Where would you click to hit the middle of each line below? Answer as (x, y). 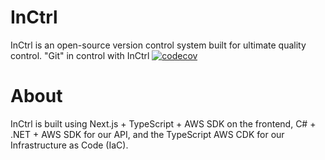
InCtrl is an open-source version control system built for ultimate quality (158, 45)
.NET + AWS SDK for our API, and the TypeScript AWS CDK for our (147, 134)
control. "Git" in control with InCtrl (80, 55)
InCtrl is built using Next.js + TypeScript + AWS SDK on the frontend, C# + (163, 123)
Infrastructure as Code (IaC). (69, 145)
